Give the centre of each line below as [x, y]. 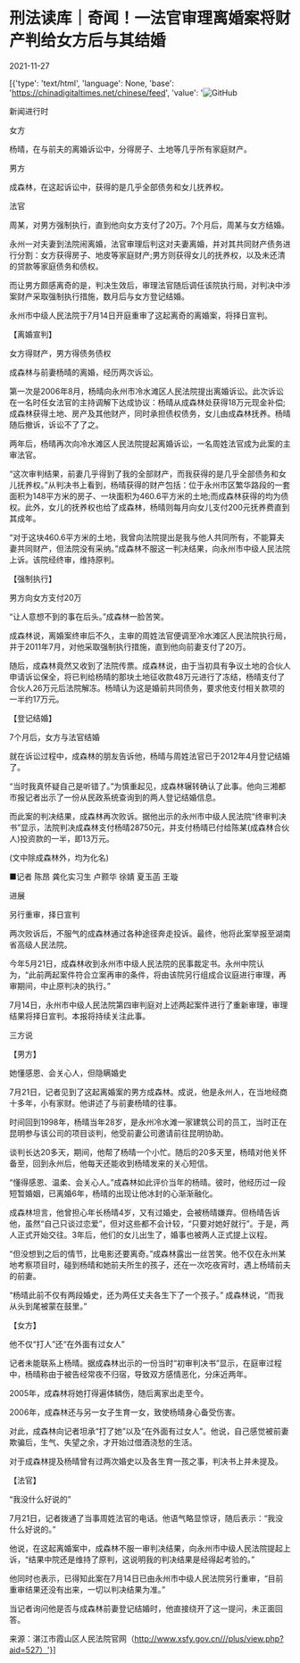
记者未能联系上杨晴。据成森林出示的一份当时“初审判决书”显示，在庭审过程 [146, 1363]
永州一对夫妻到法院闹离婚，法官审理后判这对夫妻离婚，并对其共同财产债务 [146, 244]
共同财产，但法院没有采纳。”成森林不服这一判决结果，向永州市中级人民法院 [154, 548]
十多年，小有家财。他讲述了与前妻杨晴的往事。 [95, 1102]
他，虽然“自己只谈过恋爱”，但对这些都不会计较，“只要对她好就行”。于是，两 [149, 1223]
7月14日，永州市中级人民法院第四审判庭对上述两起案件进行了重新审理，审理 [149, 1004]
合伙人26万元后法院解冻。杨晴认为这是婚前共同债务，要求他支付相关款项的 [147, 687]
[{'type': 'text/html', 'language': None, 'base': [92, 83]
